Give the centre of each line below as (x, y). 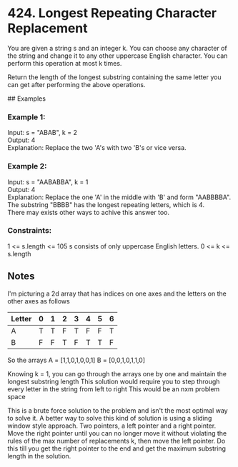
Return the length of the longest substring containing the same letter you (114, 77)
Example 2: (27, 166)
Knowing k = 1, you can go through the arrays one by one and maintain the (117, 373)
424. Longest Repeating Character (112, 13)
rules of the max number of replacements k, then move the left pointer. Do (116, 441)
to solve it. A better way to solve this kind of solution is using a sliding (110, 418)
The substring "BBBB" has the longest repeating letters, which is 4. (106, 204)
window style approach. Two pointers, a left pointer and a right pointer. (112, 426)
